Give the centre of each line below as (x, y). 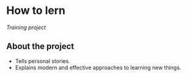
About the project (40, 46)
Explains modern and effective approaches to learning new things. (98, 67)
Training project (26, 27)
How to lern (36, 11)
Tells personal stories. (42, 61)
